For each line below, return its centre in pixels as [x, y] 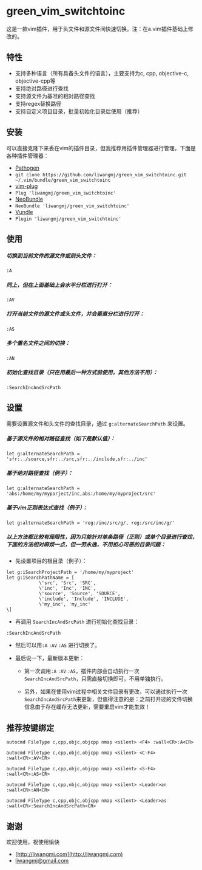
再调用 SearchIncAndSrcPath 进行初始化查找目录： [77, 622]
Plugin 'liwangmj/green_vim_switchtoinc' [68, 219]
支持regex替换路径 [38, 103]
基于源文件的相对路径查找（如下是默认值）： [61, 438]
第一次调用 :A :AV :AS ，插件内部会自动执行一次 [82, 671]
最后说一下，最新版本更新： [50, 658]
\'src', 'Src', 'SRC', [67, 583]
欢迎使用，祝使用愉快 [33, 842]
